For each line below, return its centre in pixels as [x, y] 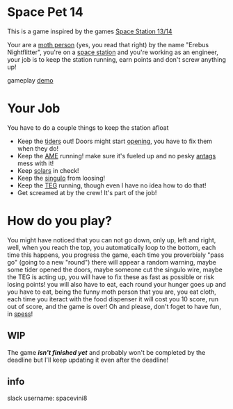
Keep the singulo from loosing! [61, 178]
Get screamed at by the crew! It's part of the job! [87, 192]
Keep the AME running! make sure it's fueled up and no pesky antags [116, 156]
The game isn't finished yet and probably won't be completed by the [106, 352]
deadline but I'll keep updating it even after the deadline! [88, 360]
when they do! [38, 148]
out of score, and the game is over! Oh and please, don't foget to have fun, [114, 306]
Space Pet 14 [45, 12]
